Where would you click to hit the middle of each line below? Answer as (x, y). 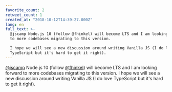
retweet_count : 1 (24, 15)
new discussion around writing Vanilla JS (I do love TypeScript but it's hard (84, 78)
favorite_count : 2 (25, 10)
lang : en (15, 24)
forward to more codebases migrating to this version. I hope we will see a (83, 73)
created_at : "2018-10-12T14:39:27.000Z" (49, 20)
